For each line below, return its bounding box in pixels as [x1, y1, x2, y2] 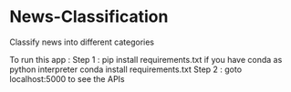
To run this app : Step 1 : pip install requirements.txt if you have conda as [9, 54, 283, 65]
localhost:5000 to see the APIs [9, 73, 125, 84]
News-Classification [9, 6, 169, 27]
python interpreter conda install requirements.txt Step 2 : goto [9, 64, 243, 75]
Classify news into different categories [9, 36, 155, 47]
